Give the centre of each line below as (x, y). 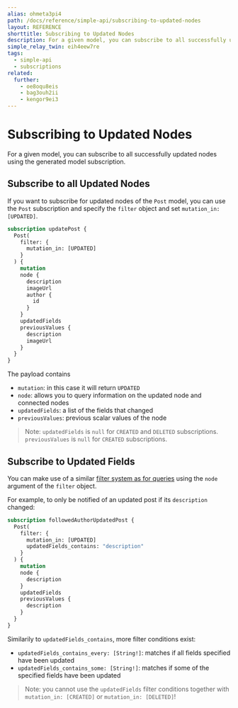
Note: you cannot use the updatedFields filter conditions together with (127, 689)
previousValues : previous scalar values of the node (92, 418)
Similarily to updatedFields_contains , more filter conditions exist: (102, 639)
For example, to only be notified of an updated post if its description (107, 499)
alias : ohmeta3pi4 (34, 14)
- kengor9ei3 (39, 100)
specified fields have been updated (69, 675)
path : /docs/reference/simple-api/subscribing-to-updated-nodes (104, 21)
